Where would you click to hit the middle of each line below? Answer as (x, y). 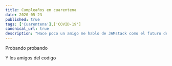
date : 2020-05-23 (24, 15)
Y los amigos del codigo (31, 58)
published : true (23, 19)
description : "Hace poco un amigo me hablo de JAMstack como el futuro (83, 34)
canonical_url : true (27, 29)
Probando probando (26, 48)
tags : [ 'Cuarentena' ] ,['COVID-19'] (43, 24)
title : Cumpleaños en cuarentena (41, 10)
